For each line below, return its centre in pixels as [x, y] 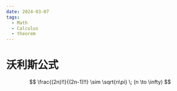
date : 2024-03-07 [28, 12]
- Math [20, 23]
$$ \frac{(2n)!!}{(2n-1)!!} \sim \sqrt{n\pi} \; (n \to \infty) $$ [100, 82]
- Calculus [25, 28]
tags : [13, 17]
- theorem [24, 34]
